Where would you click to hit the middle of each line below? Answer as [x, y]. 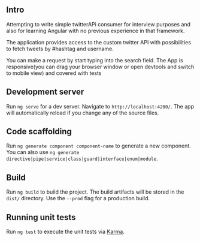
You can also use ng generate [43, 152]
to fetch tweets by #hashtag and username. [60, 49]
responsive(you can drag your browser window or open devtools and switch [100, 67]
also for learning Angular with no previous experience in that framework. [96, 31]
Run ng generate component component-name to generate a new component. [99, 146]
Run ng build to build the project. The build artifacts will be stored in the [95, 192]
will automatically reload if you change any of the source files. [83, 113]
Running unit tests [41, 217]
